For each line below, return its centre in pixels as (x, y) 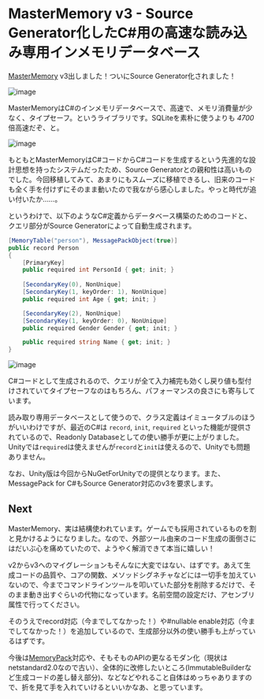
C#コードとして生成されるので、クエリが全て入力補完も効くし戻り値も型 (127, 381)
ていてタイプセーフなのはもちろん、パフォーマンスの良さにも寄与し (139, 391)
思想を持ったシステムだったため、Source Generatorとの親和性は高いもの (133, 169)
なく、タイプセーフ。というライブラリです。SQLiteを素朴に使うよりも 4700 (131, 117)
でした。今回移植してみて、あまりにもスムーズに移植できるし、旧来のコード (132, 179)
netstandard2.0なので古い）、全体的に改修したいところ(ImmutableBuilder (126, 667)
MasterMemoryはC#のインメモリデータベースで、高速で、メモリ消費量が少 (130, 108)
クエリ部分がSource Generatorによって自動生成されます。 (102, 225)
